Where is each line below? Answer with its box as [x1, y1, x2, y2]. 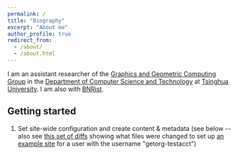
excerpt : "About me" [7, 23, 69, 31]
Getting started [7, 105, 77, 117]
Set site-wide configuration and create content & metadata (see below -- [17, 124, 232, 132]
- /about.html [13, 50, 55, 58]
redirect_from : [7, 37, 53, 44]
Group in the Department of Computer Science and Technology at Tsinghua [7, 77, 229, 85]
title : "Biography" [7, 17, 65, 24]
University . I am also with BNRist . [7, 85, 104, 93]
